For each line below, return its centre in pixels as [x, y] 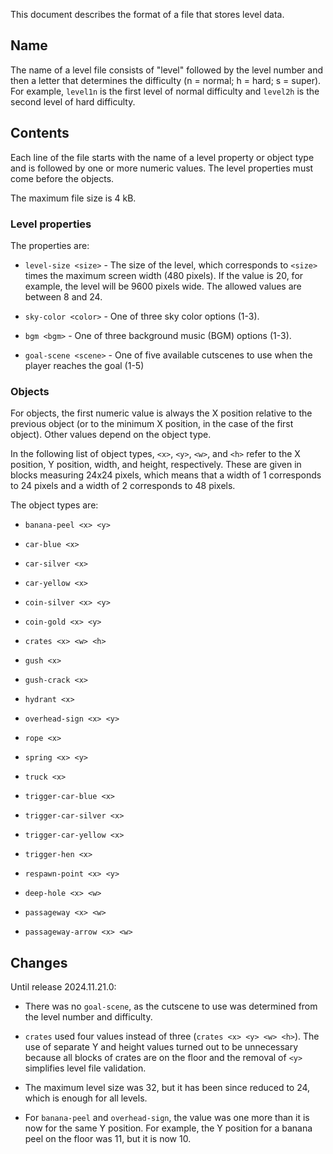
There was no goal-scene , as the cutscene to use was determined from [171, 1006]
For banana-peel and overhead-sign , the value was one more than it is [167, 1118]
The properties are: [50, 245]
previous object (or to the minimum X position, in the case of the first [152, 424]
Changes [39, 962]
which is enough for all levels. [86, 1098]
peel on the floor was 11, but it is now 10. [108, 1139]
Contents [40, 133]
